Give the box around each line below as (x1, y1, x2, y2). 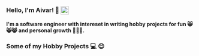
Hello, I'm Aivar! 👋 (6, 6, 60, 14)
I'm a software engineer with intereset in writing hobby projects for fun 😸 (6, 20, 193, 27)
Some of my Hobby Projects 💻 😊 (6, 42, 105, 50)
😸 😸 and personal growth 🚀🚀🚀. (6, 27, 85, 34)
